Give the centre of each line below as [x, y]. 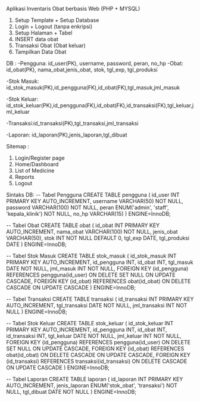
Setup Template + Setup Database [57, 20]
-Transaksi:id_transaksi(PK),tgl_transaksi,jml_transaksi [72, 123]
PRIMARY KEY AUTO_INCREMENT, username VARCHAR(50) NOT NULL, [95, 201]
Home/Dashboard [37, 164]
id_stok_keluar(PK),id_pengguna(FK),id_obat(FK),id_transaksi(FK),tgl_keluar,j [100, 105]
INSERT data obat [36, 39]
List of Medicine [35, 170]
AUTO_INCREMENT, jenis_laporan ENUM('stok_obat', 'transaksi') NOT [92, 386]
